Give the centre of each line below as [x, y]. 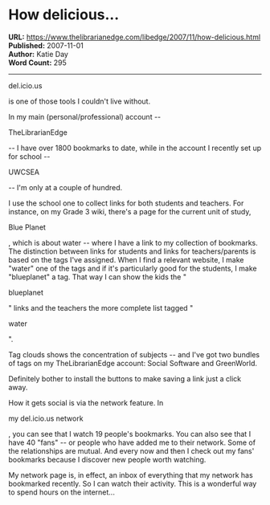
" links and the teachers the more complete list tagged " [101, 307]
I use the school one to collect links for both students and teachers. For [126, 203]
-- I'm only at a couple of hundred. [65, 187]
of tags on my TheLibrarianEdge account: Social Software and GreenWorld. [133, 363]
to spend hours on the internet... [61, 492]
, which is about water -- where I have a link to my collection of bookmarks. [133, 242]
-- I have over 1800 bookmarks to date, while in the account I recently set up [135, 148]
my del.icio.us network [46, 418]
